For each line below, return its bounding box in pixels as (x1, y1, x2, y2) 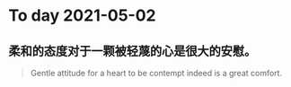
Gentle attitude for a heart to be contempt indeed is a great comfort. (30, 68, 283, 78)
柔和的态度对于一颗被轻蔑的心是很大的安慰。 (8, 43, 257, 58)
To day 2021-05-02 (8, 5, 156, 26)
